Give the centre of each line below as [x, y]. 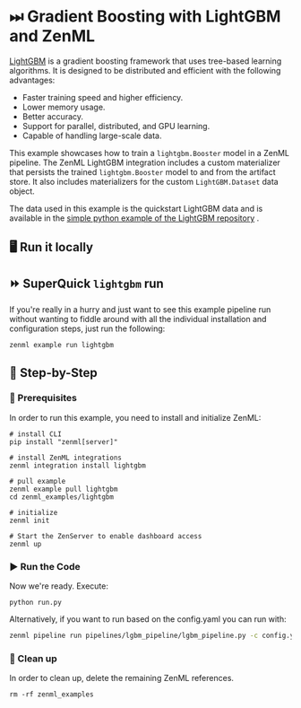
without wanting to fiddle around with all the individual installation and [138, 319]
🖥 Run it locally [52, 247]
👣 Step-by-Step [54, 373]
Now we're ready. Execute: [59, 586]
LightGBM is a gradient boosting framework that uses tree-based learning [146, 61]
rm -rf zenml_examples [52, 695]
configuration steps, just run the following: [87, 328]
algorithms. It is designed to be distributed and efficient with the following [145, 70]
